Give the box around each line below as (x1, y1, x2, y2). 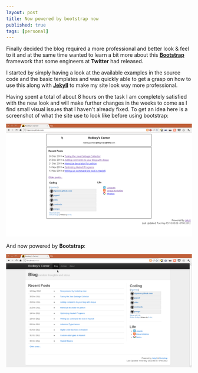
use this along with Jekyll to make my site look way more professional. (6, 82, 178, 89)
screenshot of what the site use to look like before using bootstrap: (6, 112, 169, 119)
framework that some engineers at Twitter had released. (6, 58, 144, 65)
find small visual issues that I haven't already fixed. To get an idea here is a (6, 106, 188, 113)
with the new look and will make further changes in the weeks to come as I (6, 99, 187, 106)
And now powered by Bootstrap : (6, 242, 86, 249)
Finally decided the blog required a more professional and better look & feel (6, 45, 190, 53)
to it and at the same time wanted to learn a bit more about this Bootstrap (6, 51, 184, 59)
